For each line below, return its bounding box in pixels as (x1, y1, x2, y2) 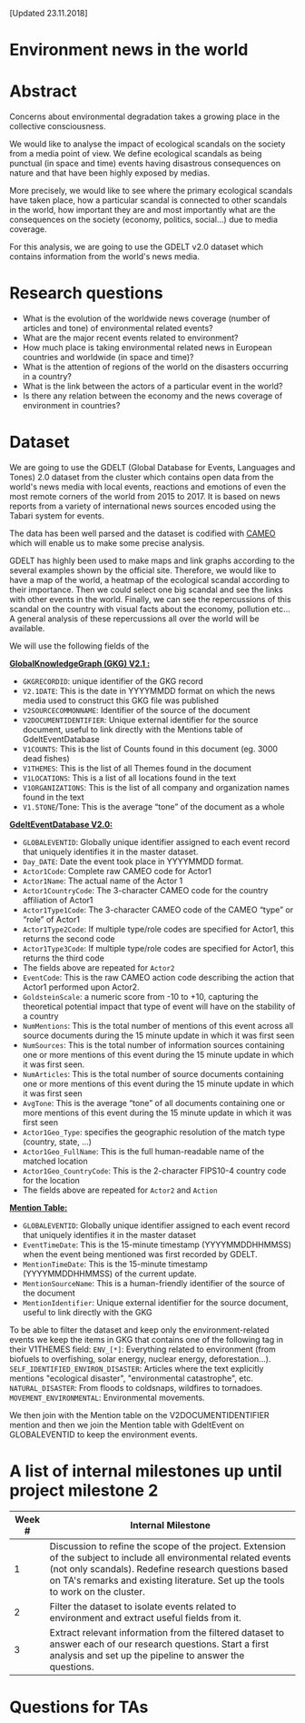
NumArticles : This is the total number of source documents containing (22, 1069, 284, 1079)
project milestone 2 (9, 1480, 159, 1501)
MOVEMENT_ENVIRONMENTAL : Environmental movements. (9, 1392, 206, 1403)
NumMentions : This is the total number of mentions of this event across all (22, 1021, 294, 1031)
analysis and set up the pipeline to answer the (49, 1648, 245, 1661)
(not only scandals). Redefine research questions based (49, 1562, 289, 1575)
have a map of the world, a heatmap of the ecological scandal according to (9, 575, 290, 585)
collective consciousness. (9, 121, 106, 132)
